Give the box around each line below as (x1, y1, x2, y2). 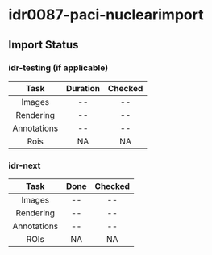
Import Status (8, 38, 79, 52)
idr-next (8, 160, 41, 171)
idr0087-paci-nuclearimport (8, 6, 204, 24)
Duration (65, 82, 101, 94)
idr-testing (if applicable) (8, 62, 109, 73)
